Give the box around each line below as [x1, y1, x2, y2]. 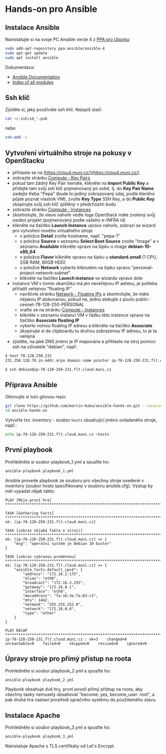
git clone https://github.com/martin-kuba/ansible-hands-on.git [5, 403, 140, 408]
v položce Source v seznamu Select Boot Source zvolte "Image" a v [19, 238, 159, 244]
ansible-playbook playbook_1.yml [5, 468, 74, 473]
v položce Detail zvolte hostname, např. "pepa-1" [19, 233, 120, 239]
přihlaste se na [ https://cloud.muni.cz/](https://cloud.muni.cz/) [12, 170, 140, 175]
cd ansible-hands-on [5, 408, 48, 413]
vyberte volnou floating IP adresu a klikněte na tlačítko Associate [19, 323, 153, 328]
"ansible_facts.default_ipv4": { [14, 567, 83, 572]
